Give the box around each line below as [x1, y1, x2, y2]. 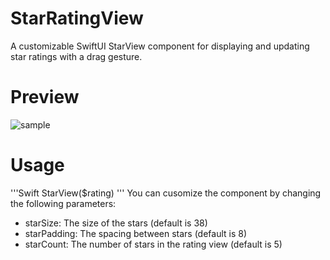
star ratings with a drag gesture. [10, 50, 143, 62]
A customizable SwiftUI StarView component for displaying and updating [10, 40, 310, 52]
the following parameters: [10, 197, 117, 209]
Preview [10, 86, 80, 109]
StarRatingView [10, 7, 144, 30]
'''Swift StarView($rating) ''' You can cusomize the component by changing [10, 187, 322, 199]
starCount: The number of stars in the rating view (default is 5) [24, 238, 283, 250]
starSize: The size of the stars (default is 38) [24, 217, 208, 229]
